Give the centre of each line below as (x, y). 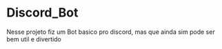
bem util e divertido (34, 39)
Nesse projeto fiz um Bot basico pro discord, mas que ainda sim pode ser (111, 32)
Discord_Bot (42, 13)
